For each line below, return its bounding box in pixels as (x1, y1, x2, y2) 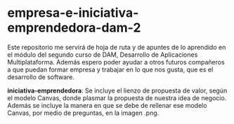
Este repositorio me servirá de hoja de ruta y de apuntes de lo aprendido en (7, 43, 226, 51)
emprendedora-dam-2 (7, 20, 141, 36)
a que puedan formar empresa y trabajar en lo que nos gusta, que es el (7, 65, 214, 74)
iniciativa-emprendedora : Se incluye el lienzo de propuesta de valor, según (7, 86, 228, 95)
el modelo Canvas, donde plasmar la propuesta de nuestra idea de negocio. (7, 93, 227, 102)
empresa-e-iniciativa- (7, 5, 139, 21)
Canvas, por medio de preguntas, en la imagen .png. (7, 109, 160, 117)
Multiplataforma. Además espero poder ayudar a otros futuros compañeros (7, 57, 225, 66)
